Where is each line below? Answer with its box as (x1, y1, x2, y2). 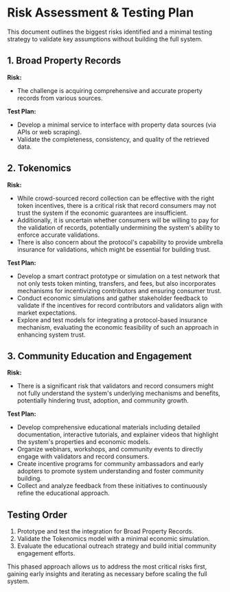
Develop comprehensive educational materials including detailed (16, 423, 200, 432)
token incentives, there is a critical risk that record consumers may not (16, 201, 216, 209)
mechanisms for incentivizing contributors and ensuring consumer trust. (16, 286, 222, 295)
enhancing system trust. (16, 330, 86, 339)
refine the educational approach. (16, 489, 110, 497)
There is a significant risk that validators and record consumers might (16, 382, 214, 390)
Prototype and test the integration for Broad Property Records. (16, 527, 194, 536)
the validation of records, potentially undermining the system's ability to (16, 223, 220, 231)
